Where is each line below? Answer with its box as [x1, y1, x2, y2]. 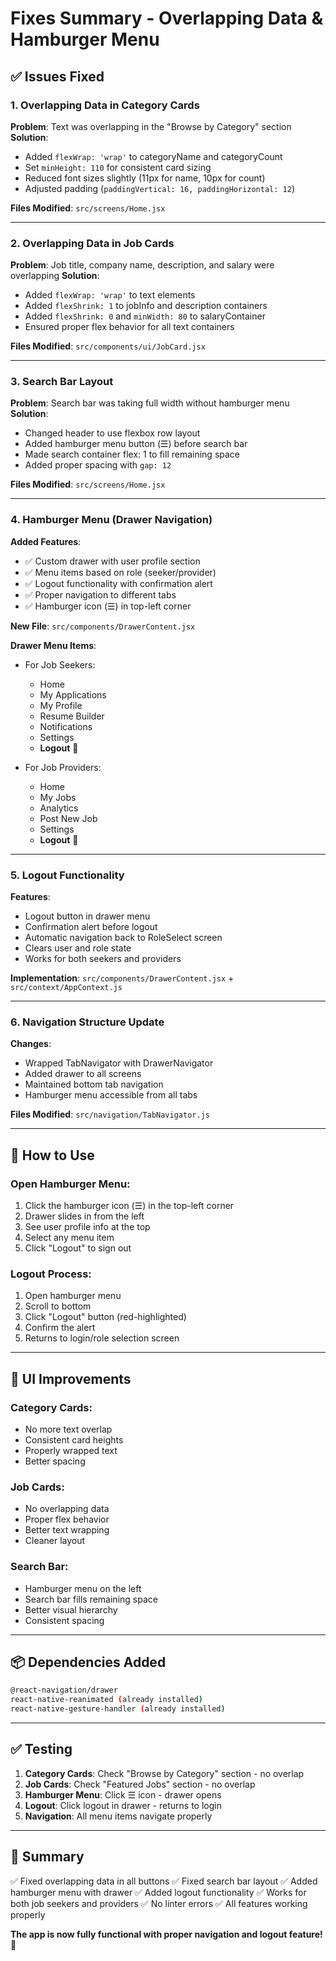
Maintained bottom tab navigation [24, 1078, 164, 1091]
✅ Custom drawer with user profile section [24, 555, 201, 567]
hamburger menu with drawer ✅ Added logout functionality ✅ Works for [10, 1886, 307, 1898]
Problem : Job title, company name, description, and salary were [10, 259, 275, 271]
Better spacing [24, 1455, 86, 1467]
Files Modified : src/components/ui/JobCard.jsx [10, 340, 206, 352]
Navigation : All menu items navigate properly [24, 1810, 213, 1822]
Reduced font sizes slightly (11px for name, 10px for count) [24, 172, 266, 184]
